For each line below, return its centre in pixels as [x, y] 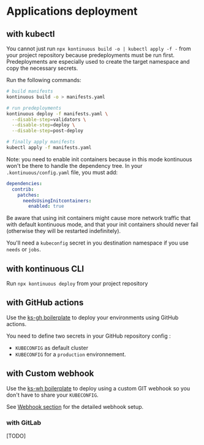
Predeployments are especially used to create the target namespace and [98, 62]
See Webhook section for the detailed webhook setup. [75, 406]
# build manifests [30, 91]
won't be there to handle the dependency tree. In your [74, 165]
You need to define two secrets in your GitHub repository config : [89, 336]
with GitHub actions [45, 302]
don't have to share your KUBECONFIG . [53, 395]
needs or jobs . [24, 249]
